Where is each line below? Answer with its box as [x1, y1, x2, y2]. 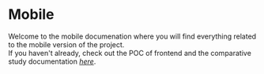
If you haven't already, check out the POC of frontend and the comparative [8, 48, 251, 57]
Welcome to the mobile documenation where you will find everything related [8, 31, 257, 41]
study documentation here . [8, 57, 96, 66]
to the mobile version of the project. [8, 39, 125, 49]
